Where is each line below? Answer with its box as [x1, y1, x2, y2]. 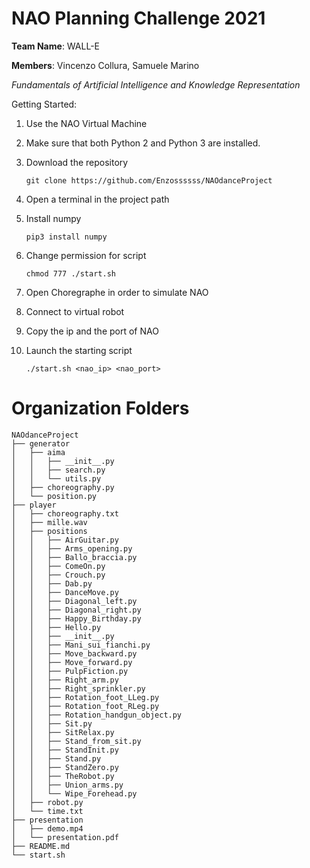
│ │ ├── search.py [11, 465, 106, 475]
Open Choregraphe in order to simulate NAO [25, 286, 209, 298]
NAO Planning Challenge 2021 [11, 7, 266, 30]
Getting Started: [11, 98, 78, 110]
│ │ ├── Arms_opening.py [11, 543, 133, 554]
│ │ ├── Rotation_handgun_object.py [11, 710, 183, 720]
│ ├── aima [11, 447, 66, 457]
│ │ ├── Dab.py [11, 578, 93, 589]
